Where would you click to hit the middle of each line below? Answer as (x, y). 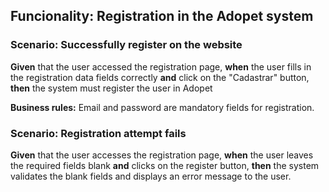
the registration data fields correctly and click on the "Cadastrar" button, (160, 77)
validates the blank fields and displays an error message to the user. (151, 176)
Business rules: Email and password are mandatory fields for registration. (162, 107)
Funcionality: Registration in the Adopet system (162, 16)
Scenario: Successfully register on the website (126, 45)
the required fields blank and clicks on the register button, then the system (165, 165)
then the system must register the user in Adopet (111, 88)
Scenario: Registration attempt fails (98, 133)
